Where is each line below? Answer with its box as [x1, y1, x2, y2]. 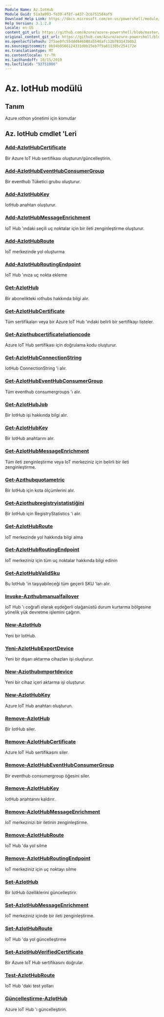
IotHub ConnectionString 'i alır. [5, 365, 67, 371]
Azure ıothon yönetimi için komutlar [5, 116, 77, 121]
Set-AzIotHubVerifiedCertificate [5, 948, 83, 955]
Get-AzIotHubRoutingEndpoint [5, 546, 80, 553]
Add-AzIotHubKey [5, 191, 50, 198]
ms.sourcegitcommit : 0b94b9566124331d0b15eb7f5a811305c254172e [5, 44, 137, 48]
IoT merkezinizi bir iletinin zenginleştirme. [5, 820, 89, 826]
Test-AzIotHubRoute [5, 971, 55, 978]
